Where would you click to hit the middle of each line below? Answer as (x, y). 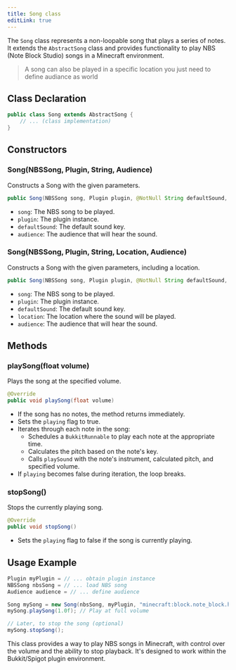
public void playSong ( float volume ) (61, 401)
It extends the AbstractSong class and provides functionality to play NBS (112, 48)
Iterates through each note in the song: (74, 429)
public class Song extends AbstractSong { (70, 115)
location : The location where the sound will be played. (97, 316)
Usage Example (42, 563)
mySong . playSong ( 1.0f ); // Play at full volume (78, 611)
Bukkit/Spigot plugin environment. (57, 659)
